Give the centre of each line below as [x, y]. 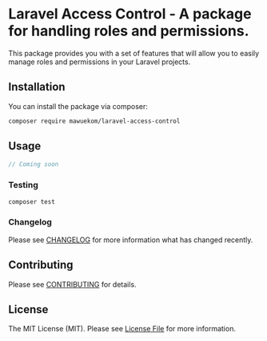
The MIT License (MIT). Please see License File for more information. [122, 329]
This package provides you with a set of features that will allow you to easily [134, 53]
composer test [32, 201]
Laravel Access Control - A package [130, 14]
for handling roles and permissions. [129, 31]
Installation [37, 87]
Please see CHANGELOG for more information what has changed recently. [131, 240]
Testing [23, 185]
